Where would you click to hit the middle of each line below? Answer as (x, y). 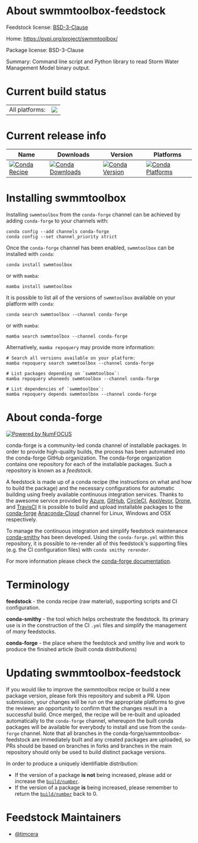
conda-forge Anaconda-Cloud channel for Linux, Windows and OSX (89, 513)
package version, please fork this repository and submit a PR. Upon (88, 696)
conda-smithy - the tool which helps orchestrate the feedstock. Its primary (98, 619)
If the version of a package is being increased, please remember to (96, 787)
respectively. (22, 519)
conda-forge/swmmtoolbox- (147, 733)
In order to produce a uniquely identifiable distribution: (72, 763)
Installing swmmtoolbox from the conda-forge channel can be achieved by (93, 214)
